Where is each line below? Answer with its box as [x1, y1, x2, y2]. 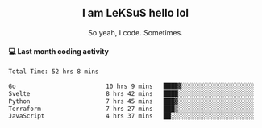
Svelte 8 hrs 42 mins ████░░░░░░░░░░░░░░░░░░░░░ [8, 89, 254, 97]
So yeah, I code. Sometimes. [88, 27, 183, 37]
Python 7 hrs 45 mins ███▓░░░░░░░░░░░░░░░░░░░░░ [8, 97, 254, 105]
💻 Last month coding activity [8, 47, 109, 56]
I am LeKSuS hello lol [81, 6, 189, 20]
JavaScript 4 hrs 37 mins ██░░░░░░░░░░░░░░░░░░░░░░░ [8, 112, 254, 120]
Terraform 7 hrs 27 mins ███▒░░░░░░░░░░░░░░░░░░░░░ [8, 105, 254, 113]
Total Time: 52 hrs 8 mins [8, 68, 99, 76]
